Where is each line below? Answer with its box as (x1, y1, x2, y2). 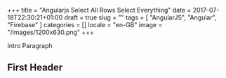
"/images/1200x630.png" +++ (7, 28, 95, 36)
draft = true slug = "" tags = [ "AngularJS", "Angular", (64, 13, 217, 22)
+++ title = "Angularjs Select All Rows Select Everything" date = (7, 6, 192, 14)
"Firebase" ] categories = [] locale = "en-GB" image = (7, 21, 163, 29)
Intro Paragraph (7, 42, 53, 49)
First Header (7, 62, 63, 74)
